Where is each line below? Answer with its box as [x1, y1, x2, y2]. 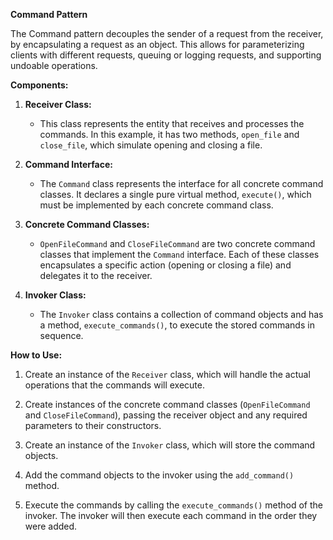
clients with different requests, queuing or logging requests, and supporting [10, 49, 322, 61]
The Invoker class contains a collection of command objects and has [39, 309, 324, 320]
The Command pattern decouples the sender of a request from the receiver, [10, 28, 324, 39]
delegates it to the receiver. [39, 270, 153, 281]
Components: [10, 79, 69, 91]
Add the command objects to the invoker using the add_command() [24, 469, 295, 481]
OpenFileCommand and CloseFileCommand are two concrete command [39, 238, 316, 249]
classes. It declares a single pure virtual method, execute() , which [39, 189, 312, 200]
